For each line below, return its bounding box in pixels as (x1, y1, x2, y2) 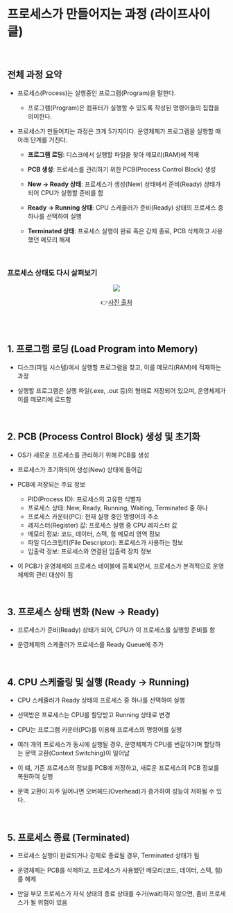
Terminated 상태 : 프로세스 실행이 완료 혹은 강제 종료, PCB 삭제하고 (27, 226, 210, 235)
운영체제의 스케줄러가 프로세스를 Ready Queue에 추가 (17, 640, 164, 649)
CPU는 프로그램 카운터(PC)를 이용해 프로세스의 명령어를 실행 (17, 726, 182, 734)
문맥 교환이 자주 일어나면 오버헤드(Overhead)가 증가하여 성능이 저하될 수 (17, 787, 215, 796)
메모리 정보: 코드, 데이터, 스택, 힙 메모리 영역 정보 (27, 529, 161, 538)
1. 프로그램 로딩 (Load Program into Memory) (7, 343, 198, 355)
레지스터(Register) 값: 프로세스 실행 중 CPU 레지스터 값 (27, 521, 178, 529)
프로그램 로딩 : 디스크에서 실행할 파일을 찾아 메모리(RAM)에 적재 (27, 150, 200, 158)
